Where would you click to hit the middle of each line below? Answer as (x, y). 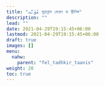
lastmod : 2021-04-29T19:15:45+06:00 (52, 35)
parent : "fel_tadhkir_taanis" (56, 62)
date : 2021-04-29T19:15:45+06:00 (49, 29)
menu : (13, 51)
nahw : (19, 57)
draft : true (21, 40)
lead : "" (17, 23)
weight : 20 (20, 68)
